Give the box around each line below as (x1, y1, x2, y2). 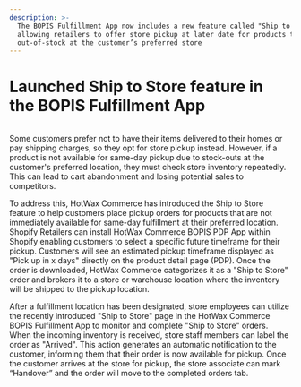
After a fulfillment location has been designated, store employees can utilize (9, 301, 289, 312)
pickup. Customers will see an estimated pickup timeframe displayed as (9, 245, 275, 256)
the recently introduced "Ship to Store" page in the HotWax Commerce (9, 311, 271, 322)
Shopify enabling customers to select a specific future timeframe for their (9, 236, 280, 247)
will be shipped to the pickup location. (9, 284, 150, 295)
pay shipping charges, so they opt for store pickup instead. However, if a (9, 142, 278, 153)
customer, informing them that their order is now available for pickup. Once (9, 348, 287, 359)
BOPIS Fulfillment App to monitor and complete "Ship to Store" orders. (9, 320, 269, 331)
